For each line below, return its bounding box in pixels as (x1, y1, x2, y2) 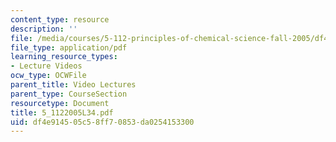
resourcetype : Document (10, 98, 110, 108)
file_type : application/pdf (10, 42, 128, 53)
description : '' (10, 24, 78, 34)
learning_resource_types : (10, 52, 118, 62)
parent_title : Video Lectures (10, 80, 137, 90)
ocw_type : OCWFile (10, 71, 87, 81)
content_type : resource (10, 14, 110, 25)
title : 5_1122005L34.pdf (10, 107, 114, 118)
